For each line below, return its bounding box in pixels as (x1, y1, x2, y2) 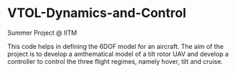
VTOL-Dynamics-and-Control (7, 5, 186, 21)
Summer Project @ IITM (7, 28, 77, 37)
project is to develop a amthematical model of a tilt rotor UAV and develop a (7, 50, 229, 58)
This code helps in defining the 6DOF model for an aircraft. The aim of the (7, 42, 224, 50)
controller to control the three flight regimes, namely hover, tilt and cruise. (7, 57, 223, 65)
